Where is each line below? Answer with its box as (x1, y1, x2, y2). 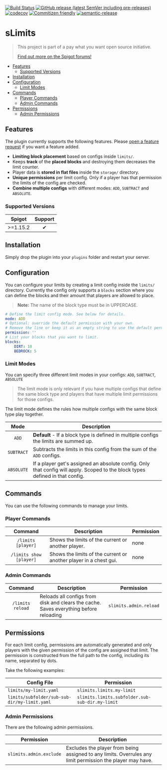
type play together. (5, 411, 44, 417)
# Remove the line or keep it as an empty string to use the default (5, 326, 153, 330)
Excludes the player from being (66, 745, 139, 752)
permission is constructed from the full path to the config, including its (5, 653, 149, 659)
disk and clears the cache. (39, 599, 101, 606)
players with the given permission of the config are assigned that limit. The (5, 647, 158, 653)
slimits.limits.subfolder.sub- (77, 694, 151, 700)
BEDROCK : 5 (14, 348, 37, 353)
